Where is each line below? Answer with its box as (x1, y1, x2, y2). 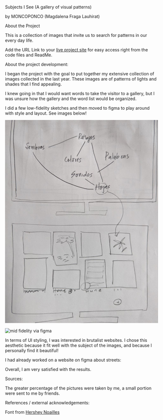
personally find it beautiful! (5, 348, 59, 353)
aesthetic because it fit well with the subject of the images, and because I (5, 342, 152, 349)
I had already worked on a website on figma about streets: (5, 357, 121, 363)
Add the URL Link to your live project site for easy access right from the (5, 47, 148, 52)
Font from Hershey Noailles (5, 409, 60, 415)
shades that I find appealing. (5, 81, 62, 87)
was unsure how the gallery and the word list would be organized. (5, 96, 137, 101)
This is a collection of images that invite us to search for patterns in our (5, 33, 147, 38)
